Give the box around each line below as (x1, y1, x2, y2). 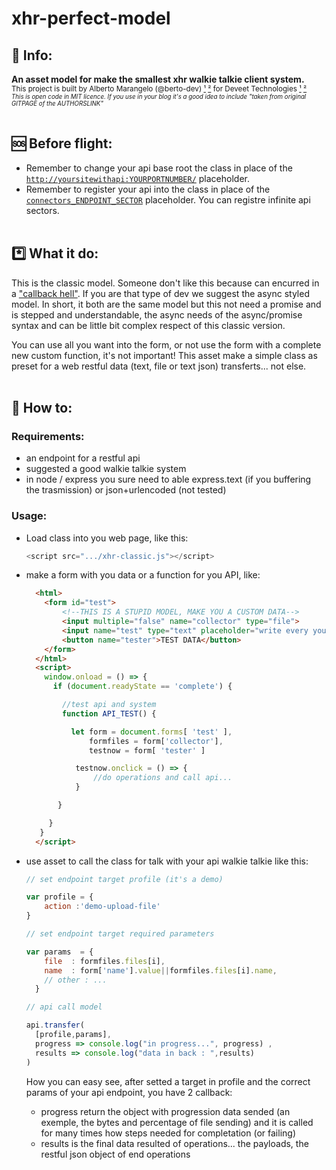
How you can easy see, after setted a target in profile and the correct (25, 1075, 311, 1087)
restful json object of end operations (40, 1148, 191, 1160)
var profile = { (25, 892, 94, 902)
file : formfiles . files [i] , (44, 956, 166, 966)
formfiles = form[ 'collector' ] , (89, 736, 224, 746)
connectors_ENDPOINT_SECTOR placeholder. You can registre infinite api (25, 193, 311, 206)
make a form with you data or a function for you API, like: (25, 569, 261, 581)
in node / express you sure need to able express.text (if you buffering (25, 473, 312, 486)
